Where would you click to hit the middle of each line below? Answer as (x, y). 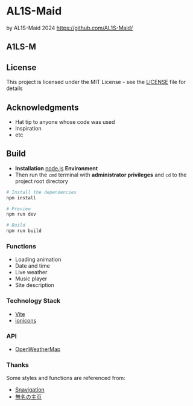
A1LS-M (21, 47)
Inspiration (28, 128)
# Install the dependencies (42, 192)
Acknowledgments (43, 107)
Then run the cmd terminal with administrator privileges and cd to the (101, 175)
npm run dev (21, 214)
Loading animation (38, 259)
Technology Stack (33, 301)
